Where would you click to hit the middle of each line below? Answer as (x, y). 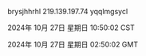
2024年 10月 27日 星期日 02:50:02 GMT (73, 44)
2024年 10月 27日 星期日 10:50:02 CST (71, 28)
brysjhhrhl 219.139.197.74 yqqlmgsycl (68, 11)
